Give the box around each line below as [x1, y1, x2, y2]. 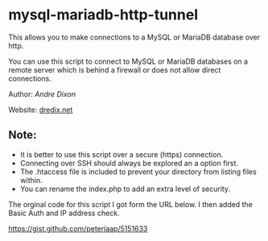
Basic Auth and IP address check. [8, 208, 120, 218]
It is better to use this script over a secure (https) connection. [19, 149, 224, 159]
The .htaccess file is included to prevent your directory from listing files [19, 167, 258, 177]
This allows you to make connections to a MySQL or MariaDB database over [8, 32, 261, 42]
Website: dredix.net [8, 105, 73, 114]
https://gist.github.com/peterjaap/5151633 [8, 223, 148, 233]
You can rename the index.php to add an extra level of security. [19, 184, 231, 193]
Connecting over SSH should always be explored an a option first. [19, 158, 239, 168]
